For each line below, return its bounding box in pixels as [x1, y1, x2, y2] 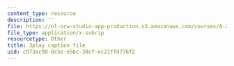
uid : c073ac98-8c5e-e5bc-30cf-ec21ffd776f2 [7, 49, 136, 56]
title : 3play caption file [7, 42, 86, 49]
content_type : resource [7, 10, 77, 17]
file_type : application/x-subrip [7, 29, 104, 36]
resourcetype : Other [7, 36, 68, 43]
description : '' [7, 16, 54, 23]
